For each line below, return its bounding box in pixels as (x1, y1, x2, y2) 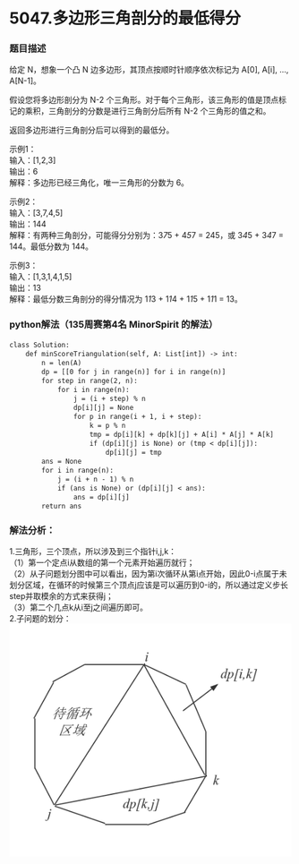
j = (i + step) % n (73, 394, 146, 403)
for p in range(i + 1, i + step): (73, 412, 202, 421)
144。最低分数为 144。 (9, 241, 94, 252)
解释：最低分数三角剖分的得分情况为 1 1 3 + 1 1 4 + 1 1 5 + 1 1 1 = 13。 (9, 294, 243, 304)
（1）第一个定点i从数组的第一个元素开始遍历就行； (9, 557, 195, 569)
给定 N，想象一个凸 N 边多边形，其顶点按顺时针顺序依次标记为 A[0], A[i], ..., (9, 64, 289, 75)
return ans (41, 501, 82, 510)
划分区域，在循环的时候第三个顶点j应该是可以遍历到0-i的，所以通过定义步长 (9, 579, 289, 591)
